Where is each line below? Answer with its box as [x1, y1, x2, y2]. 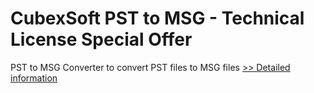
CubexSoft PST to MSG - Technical [10, 7, 305, 30]
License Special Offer [10, 28, 193, 51]
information [10, 72, 58, 84]
